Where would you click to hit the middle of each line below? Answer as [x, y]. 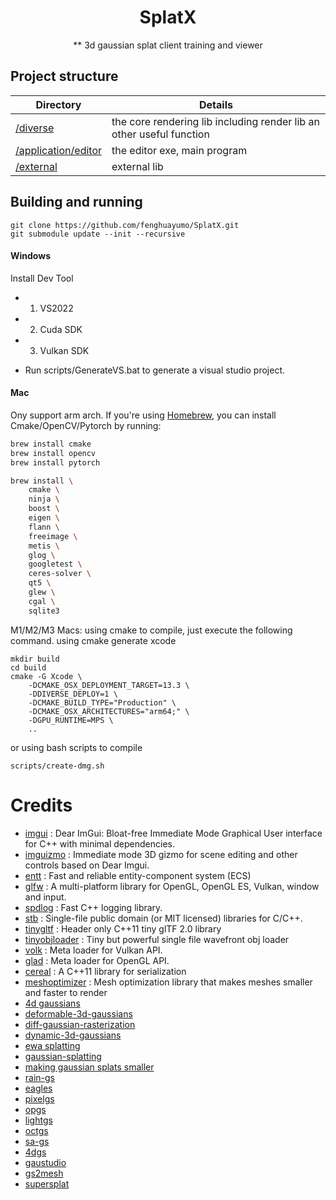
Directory [58, 104]
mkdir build [35, 659]
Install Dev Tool [42, 278]
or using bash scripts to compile [76, 747]
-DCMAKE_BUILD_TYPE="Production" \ [102, 702]
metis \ [44, 546]
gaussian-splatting [63, 1056]
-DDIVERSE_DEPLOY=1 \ [73, 694]
